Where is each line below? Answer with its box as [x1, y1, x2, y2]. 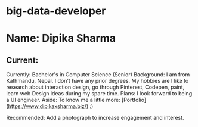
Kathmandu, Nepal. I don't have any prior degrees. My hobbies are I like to [6, 78, 189, 85]
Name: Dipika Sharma [6, 32, 116, 45]
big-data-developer [6, 4, 106, 18]
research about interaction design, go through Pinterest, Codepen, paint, [6, 83, 185, 91]
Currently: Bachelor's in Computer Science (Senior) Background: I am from [6, 71, 190, 78]
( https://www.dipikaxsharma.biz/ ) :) [6, 103, 94, 110]
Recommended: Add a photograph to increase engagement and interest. [6, 114, 184, 122]
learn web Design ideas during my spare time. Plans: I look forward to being [6, 90, 193, 97]
